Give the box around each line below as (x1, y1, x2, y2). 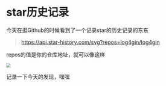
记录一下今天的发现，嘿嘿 (6, 73, 70, 81)
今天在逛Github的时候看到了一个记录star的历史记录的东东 (6, 26, 149, 34)
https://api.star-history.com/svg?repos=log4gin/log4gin (21, 38, 160, 46)
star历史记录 (6, 5, 69, 19)
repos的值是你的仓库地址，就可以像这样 (6, 51, 106, 58)
